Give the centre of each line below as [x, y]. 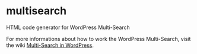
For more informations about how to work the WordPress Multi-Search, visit [99, 39]
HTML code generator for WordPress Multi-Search [68, 27]
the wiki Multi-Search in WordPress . [50, 45]
